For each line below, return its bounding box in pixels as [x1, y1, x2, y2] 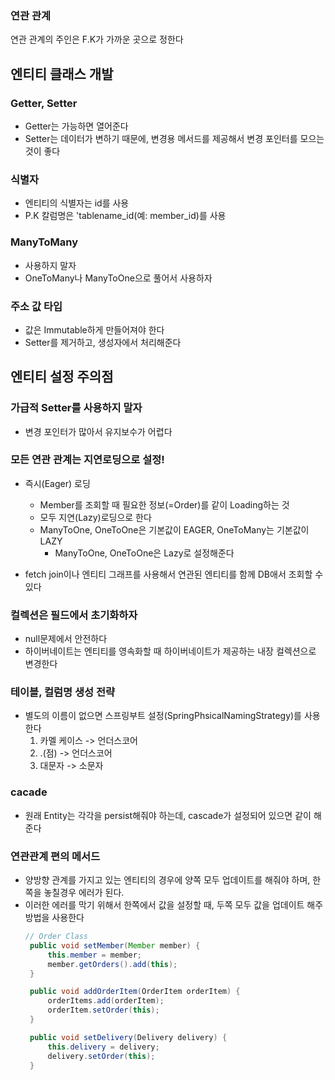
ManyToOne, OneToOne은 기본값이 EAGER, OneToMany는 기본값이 [39, 523, 310, 536]
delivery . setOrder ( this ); [47, 1051, 156, 1061]
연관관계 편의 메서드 [10, 849, 101, 863]
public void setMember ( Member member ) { [29, 940, 201, 951]
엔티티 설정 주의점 [10, 368, 114, 386]
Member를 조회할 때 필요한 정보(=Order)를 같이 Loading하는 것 [39, 498, 290, 511]
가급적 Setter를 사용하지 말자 [10, 401, 143, 415]
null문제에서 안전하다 [24, 633, 108, 645]
